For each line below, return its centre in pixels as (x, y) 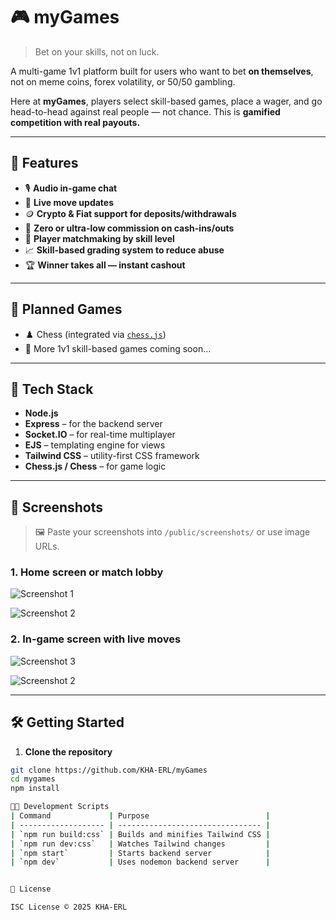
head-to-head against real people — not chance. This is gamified (145, 111)
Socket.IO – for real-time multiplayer (100, 435)
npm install (35, 789)
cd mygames (33, 779)
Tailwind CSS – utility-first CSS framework (112, 456)
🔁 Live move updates (69, 202)
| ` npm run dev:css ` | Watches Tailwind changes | (140, 844)
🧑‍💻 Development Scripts (60, 807)
